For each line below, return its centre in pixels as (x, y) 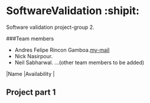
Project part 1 (31, 92)
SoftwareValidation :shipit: (73, 11)
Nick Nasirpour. (34, 56)
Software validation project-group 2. (50, 27)
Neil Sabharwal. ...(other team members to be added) (79, 62)
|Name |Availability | (30, 74)
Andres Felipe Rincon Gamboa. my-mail (62, 50)
